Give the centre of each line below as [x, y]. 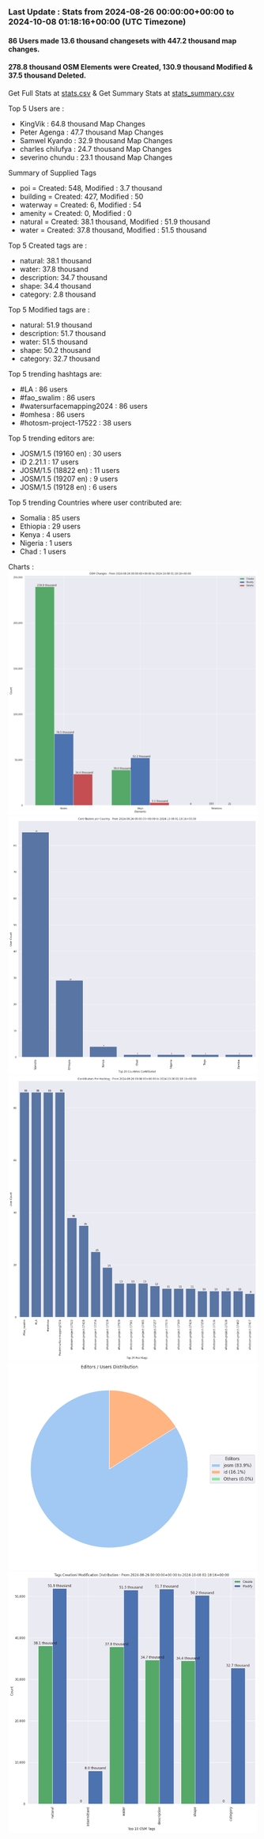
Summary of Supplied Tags [53, 172]
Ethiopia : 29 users [50, 526]
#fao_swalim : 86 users [57, 397]
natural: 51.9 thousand [56, 325]
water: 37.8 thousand [54, 269]
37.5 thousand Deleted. [47, 76]
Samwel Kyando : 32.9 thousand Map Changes [96, 140]
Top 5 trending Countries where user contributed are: [95, 502]
